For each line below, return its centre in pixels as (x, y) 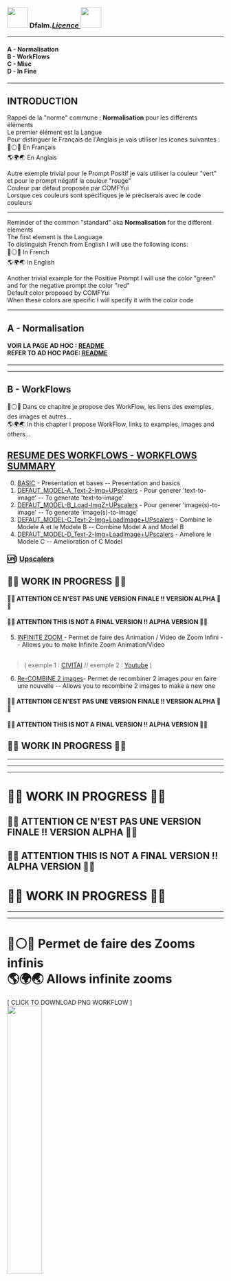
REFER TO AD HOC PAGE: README (57, 353)
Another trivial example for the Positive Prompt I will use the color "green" (112, 278)
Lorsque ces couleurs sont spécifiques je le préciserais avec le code (104, 195)
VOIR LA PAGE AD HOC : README (56, 346)
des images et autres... (40, 416)
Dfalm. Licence (54, 25)
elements (20, 230)
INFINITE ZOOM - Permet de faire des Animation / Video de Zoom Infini (118, 637)
